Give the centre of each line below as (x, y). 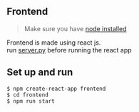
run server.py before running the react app (69, 50)
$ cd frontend (28, 95)
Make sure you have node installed (75, 28)
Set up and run (40, 73)
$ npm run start (31, 101)
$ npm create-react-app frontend (56, 89)
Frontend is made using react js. (54, 43)
